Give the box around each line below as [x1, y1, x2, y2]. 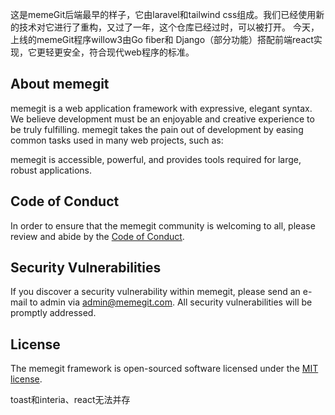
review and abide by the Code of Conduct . [10, 230, 185, 242]
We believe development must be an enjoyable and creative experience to [10, 113, 315, 125]
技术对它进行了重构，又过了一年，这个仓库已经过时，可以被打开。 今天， [18, 21, 320, 33]
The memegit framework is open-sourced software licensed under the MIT [10, 363, 319, 375]
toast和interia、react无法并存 [10, 394, 131, 406]
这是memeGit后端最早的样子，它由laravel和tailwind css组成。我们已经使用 [10, 9, 317, 20]
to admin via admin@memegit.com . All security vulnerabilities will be [29, 296, 313, 308]
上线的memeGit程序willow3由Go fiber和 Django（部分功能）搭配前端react [10, 34, 314, 45]
